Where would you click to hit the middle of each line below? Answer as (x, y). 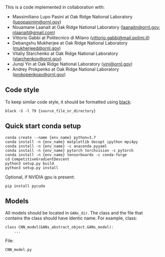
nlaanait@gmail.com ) (34, 32)
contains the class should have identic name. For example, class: (71, 218)
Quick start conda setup (43, 126)
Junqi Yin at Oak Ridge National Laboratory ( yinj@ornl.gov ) (72, 64)
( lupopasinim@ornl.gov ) (37, 22)
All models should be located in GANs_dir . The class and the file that (74, 213)
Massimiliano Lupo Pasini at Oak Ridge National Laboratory (72, 17)
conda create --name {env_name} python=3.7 (51, 137)
